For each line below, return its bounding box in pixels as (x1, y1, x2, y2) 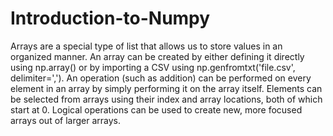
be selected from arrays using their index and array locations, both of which (10, 93, 323, 105)
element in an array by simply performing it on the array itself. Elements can (10, 82, 323, 94)
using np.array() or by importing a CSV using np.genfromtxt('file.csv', (10, 61, 296, 73)
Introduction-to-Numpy (10, 7, 211, 30)
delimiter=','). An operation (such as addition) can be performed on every (10, 72, 312, 84)
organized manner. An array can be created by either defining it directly (10, 50, 305, 62)
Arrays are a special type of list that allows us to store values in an (10, 40, 283, 52)
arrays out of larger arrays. (10, 114, 121, 126)
